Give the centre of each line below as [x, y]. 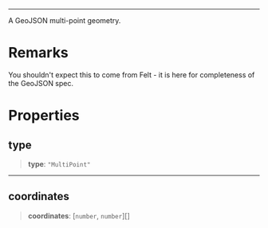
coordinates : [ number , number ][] [79, 215]
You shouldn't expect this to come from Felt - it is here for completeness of [132, 75]
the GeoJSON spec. [41, 83]
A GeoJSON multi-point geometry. [65, 20]
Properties [44, 116]
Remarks [39, 53]
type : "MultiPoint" [59, 163]
